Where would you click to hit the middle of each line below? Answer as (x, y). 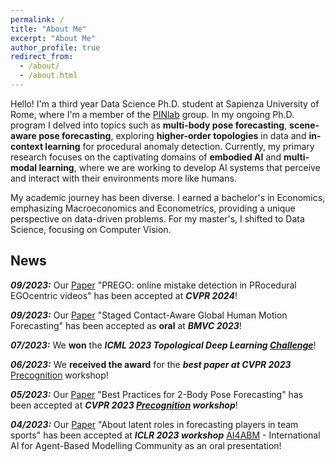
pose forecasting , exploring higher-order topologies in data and (172, 135)
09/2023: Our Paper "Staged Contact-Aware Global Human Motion (149, 315)
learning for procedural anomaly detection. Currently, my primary (179, 146)
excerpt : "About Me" (53, 38)
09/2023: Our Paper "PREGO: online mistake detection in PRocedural (153, 285)
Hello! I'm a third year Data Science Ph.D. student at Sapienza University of (165, 103)
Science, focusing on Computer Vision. (91, 229)
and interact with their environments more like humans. (123, 178)
